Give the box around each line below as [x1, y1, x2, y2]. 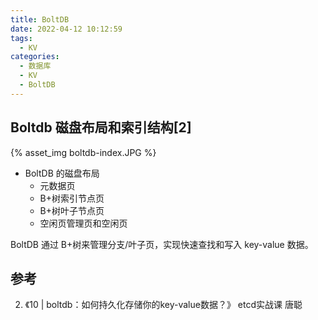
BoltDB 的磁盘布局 [24, 167, 100, 179]
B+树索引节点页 [39, 192, 105, 204]
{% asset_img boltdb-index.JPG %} [10, 146, 157, 158]
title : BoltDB [10, 14, 70, 25]
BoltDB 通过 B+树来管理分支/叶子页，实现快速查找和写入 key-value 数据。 [10, 238, 314, 250]
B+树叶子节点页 [39, 204, 105, 216]
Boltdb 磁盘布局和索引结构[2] [10, 119, 192, 136]
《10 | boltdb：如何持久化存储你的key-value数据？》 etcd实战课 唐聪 [24, 299, 303, 311]
